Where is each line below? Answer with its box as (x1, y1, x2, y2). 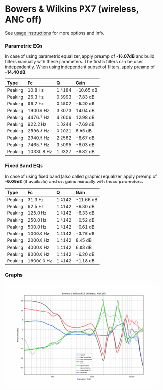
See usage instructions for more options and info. (5, 30, 105, 36)
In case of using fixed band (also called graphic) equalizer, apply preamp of (5, 173, 157, 180)
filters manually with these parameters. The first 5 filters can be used (5, 59, 144, 65)
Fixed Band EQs (5, 162, 43, 169)
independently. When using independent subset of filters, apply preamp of (5, 64, 155, 70)
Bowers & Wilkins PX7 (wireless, (5, 3, 139, 15)
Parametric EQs (5, 42, 43, 49)
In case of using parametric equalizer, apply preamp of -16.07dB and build (5, 53, 155, 59)
